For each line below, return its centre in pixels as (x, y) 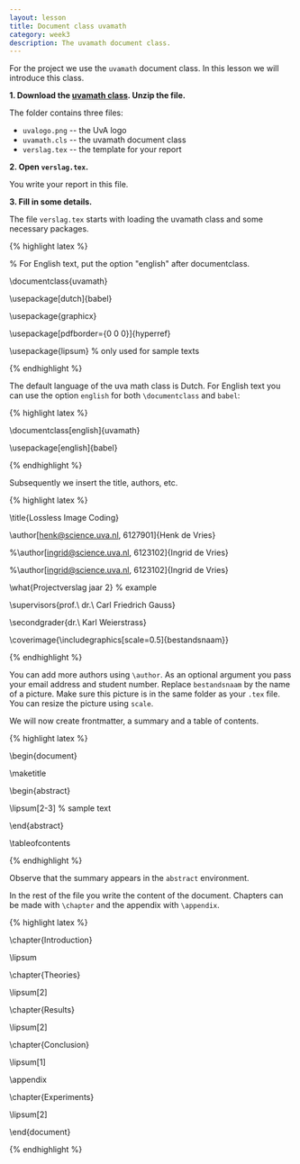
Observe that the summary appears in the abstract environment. (129, 878)
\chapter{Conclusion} (50, 1045)
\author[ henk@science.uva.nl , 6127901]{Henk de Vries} (113, 535)
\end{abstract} (37, 826)
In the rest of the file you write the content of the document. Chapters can (146, 896)
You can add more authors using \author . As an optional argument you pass (150, 675)
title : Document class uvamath (68, 26)
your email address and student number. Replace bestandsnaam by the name (150, 685)
